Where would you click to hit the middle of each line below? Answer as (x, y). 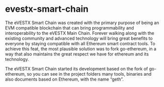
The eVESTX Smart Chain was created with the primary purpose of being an (82, 23)
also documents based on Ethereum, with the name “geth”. (64, 79)
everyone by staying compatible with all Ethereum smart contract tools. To (80, 43)
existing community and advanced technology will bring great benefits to (79, 38)
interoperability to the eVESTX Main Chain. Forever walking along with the (80, 33)
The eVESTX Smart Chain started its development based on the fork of (77, 69)
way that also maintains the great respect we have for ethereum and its (77, 54)
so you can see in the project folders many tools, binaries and (89, 74)
